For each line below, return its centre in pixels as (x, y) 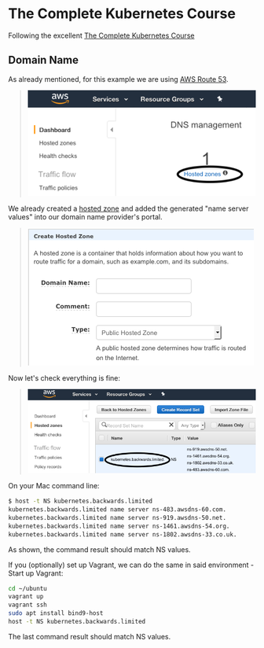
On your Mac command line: (54, 486)
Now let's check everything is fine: (64, 378)
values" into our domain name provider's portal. (85, 217)
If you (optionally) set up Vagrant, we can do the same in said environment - (131, 565)
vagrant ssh (27, 605)
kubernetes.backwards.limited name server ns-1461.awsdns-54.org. (119, 526)
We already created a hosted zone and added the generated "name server (128, 208)
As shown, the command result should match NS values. (99, 549)
